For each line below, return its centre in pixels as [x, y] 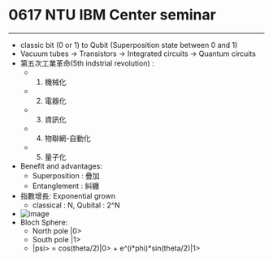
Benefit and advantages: [61, 166]
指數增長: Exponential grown [68, 195]
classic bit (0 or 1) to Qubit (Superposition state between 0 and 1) [129, 45]
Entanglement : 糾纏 [66, 186]
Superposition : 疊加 [66, 175]
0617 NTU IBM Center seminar [113, 15]
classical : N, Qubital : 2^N [76, 205]
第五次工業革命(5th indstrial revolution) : [87, 63]
